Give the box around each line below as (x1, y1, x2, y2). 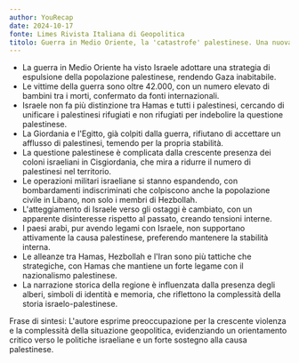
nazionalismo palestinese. (21, 270, 117, 281)
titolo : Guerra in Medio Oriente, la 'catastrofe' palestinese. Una (9, 37, 269, 47)
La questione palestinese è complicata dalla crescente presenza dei (21, 148, 271, 158)
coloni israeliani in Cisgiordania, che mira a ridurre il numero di (21, 157, 252, 167)
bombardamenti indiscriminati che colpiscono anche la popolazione (21, 185, 271, 196)
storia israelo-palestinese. (21, 299, 118, 310)
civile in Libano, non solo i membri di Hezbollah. (21, 195, 198, 206)
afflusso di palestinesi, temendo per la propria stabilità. (21, 138, 224, 149)
